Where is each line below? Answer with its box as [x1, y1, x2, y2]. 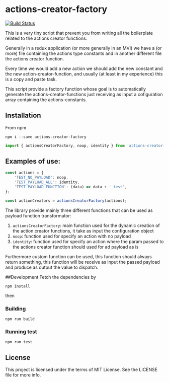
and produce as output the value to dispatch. [5, 264, 99, 270]
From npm [5, 124, 27, 130]
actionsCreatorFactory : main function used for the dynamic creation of [12, 222, 160, 228]
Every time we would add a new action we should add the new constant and [5, 65, 163, 71]
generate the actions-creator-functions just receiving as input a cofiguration [5, 91, 163, 97]
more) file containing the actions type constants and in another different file [5, 50, 162, 56]
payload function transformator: [5, 212, 71, 218]
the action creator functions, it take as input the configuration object [12, 227, 154, 234]
